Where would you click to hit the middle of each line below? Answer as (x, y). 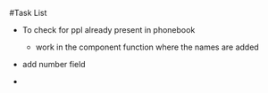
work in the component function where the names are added (147, 47)
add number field (54, 64)
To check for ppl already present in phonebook (109, 30)
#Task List (28, 13)
